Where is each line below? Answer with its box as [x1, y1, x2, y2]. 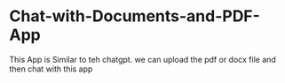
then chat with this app [9, 64, 93, 74]
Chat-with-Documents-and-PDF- [9, 6, 260, 26]
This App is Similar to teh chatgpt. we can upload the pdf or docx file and [9, 54, 277, 64]
